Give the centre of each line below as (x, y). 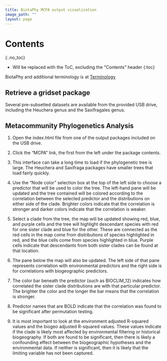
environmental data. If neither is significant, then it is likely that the (80, 348)
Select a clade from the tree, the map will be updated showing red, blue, (86, 219)
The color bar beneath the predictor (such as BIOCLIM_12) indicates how (87, 281)
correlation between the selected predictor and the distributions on (81, 198)
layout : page (19, 19)
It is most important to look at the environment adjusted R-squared (81, 321)
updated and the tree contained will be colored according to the (78, 193)
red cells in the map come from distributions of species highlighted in (83, 235)
